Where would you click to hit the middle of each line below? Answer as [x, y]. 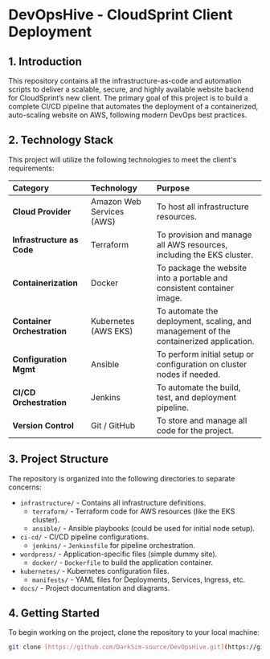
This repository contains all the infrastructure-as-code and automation [125, 81]
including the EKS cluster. [205, 255]
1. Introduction [45, 61]
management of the [193, 331]
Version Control [43, 425]
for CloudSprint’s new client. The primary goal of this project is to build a [128, 98]
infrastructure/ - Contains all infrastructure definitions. [113, 502]
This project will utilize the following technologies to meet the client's [123, 159]
